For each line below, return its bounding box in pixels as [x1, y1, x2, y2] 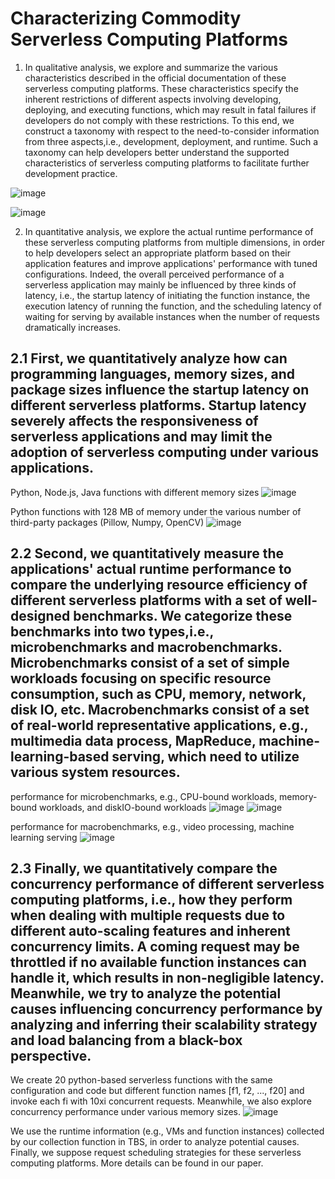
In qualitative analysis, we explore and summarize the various [24, 61, 278, 73]
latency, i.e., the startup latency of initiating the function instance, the [24, 289, 311, 301]
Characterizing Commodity [10, 7, 242, 30]
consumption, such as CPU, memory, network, [10, 686, 307, 703]
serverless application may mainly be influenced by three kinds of [24, 278, 297, 291]
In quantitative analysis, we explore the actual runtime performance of [24, 225, 314, 237]
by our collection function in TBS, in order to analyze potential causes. [10, 1136, 300, 1148]
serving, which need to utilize [111, 748, 300, 766]
